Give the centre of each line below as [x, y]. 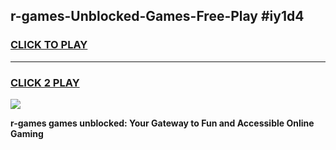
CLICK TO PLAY [49, 45]
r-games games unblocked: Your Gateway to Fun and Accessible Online [162, 123]
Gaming [27, 133]
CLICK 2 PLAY [45, 82]
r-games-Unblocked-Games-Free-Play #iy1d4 [157, 16]
